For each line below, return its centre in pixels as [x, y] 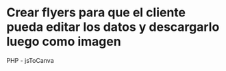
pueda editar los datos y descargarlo [113, 27]
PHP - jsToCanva [30, 60]
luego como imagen [64, 42]
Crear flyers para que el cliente [96, 13]
